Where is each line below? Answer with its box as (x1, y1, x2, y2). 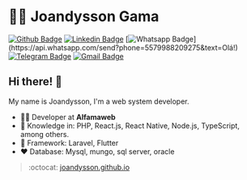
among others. (19, 129, 70, 139)
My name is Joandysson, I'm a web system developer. (8, 96, 190, 106)
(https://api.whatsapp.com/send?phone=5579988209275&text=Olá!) (8, 42, 239, 52)
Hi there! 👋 (8, 75, 63, 88)
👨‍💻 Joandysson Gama (8, 7, 160, 26)
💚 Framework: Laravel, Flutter (19, 138, 119, 148)
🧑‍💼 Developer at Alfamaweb (19, 112, 116, 122)
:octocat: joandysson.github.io (28, 162, 130, 172)
